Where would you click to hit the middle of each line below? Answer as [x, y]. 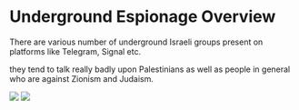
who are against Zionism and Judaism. [82, 78]
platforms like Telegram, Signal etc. [75, 51]
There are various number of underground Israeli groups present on [136, 42]
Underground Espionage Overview [143, 17]
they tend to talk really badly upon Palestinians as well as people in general [150, 69]
